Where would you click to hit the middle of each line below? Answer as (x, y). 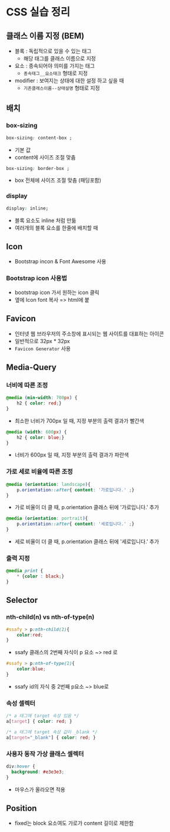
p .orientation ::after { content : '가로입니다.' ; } (76, 490)
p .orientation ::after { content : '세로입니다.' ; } (76, 524)
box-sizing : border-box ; (38, 168)
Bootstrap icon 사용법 (37, 278)
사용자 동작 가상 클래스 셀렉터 (45, 753)
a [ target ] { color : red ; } (39, 722)
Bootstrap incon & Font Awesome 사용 (60, 262)
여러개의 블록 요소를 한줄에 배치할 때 (56, 227)
